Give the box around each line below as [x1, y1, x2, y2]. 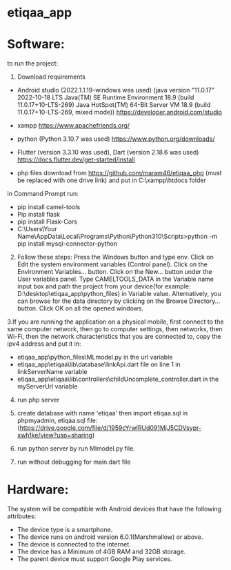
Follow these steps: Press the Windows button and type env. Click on [17, 253, 214, 262]
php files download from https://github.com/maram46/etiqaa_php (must [17, 169, 222, 177]
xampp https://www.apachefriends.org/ [17, 121, 130, 130]
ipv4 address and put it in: [7, 340, 81, 348]
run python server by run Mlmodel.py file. [17, 444, 136, 453]
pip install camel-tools [17, 203, 81, 211]
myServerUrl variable [17, 382, 78, 391]
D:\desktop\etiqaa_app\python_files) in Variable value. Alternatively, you [17, 290, 222, 298]
